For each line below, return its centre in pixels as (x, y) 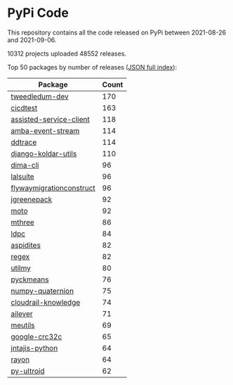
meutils (23, 325)
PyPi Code (38, 13)
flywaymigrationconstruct (53, 188)
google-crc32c (36, 336)
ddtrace (24, 142)
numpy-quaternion (42, 291)
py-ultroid (28, 371)
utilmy (21, 267)
